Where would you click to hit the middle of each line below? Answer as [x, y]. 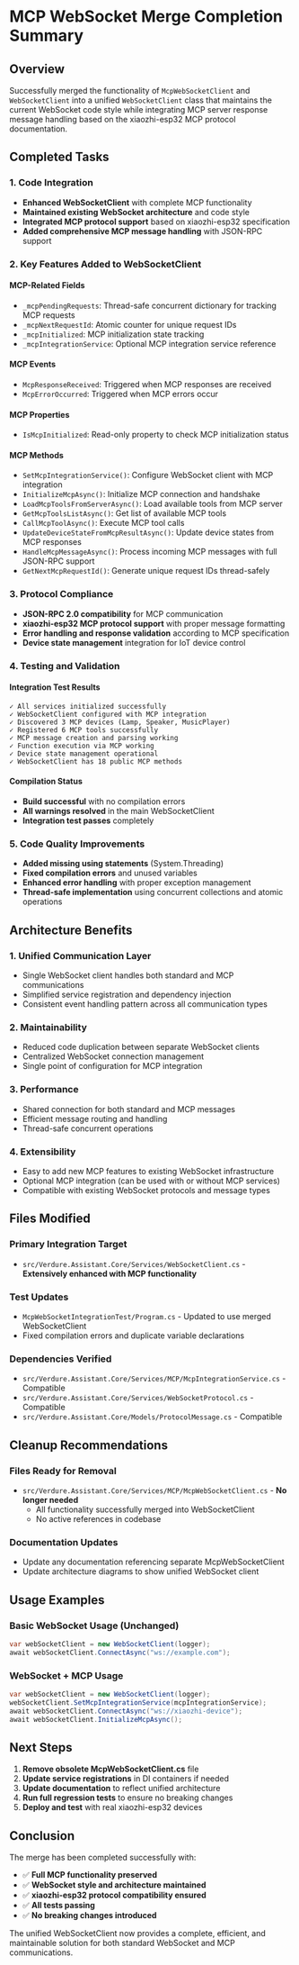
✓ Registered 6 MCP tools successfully [84, 730]
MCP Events [33, 364]
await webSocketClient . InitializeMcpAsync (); [96, 1719]
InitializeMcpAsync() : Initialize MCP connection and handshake [141, 494]
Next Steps [41, 1748]
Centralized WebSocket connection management [113, 1056]
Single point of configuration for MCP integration [112, 1066]
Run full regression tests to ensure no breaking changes [128, 1797]
